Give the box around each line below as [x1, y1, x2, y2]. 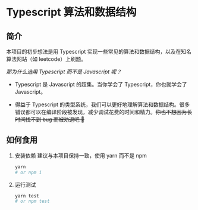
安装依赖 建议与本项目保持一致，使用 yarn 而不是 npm [14, 152, 147, 159]
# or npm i [14, 169, 42, 175]
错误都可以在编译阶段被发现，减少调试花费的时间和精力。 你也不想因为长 [14, 109, 192, 115]
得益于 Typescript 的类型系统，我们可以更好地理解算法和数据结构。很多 [14, 101, 190, 108]
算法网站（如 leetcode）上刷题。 [6, 55, 87, 63]
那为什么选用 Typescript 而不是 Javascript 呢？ [6, 68, 122, 75]
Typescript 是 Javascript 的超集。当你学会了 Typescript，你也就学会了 [14, 81, 187, 88]
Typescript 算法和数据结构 [6, 5, 137, 19]
